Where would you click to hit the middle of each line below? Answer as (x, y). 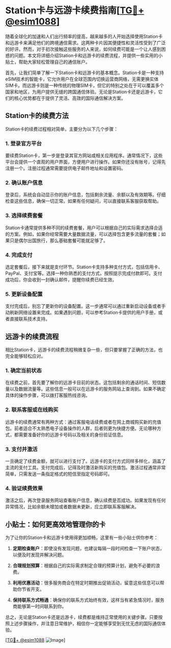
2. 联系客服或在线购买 (32, 410)
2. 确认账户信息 (24, 182)
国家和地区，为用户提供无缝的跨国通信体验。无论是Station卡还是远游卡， (82, 92)
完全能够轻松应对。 (25, 356)
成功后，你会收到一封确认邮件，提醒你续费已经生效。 (61, 279)
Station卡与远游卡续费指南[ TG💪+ (75, 10)
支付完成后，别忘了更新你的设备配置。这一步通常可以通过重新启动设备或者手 (85, 306)
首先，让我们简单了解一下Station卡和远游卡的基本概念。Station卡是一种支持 (85, 72)
